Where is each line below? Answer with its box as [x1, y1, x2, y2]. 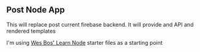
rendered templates [6, 27, 56, 34]
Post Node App [6, 5, 65, 15]
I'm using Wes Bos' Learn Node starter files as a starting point [6, 39, 163, 46]
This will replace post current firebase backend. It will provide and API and [6, 21, 194, 28]
